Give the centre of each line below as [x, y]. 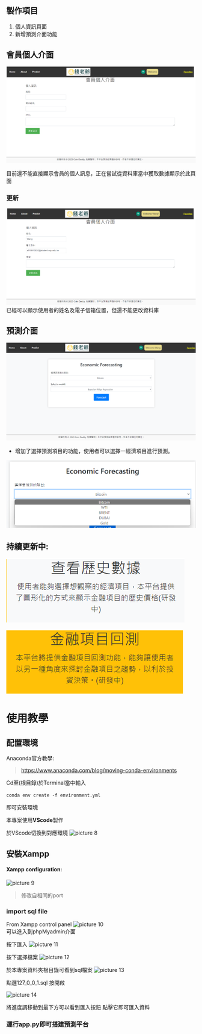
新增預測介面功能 [36, 34]
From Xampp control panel [39, 924]
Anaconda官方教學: [30, 759]
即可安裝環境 [22, 807]
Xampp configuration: [34, 869]
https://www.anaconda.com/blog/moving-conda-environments [99, 771]
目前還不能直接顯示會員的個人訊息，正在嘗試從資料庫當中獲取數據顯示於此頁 [101, 174]
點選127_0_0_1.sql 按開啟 [35, 983]
